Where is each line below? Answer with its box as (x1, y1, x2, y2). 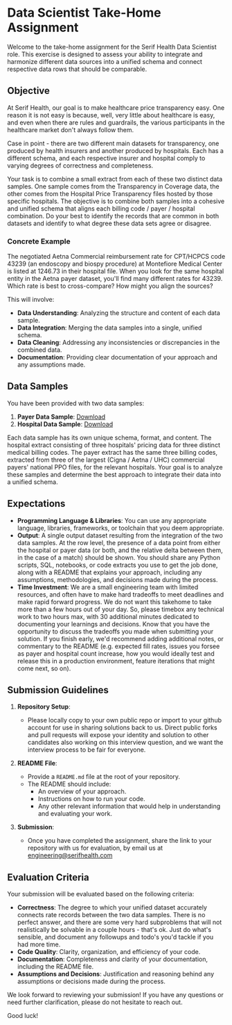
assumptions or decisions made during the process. (17, 977, 166, 985)
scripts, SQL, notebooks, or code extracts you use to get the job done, (17, 560, 218, 569)
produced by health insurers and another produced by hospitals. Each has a (7, 146, 224, 154)
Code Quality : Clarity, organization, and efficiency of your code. (17, 948, 201, 956)
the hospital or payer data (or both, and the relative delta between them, (17, 546, 223, 554)
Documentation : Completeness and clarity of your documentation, (17, 955, 208, 964)
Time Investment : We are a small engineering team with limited (17, 583, 199, 591)
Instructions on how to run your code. (37, 795, 145, 803)
